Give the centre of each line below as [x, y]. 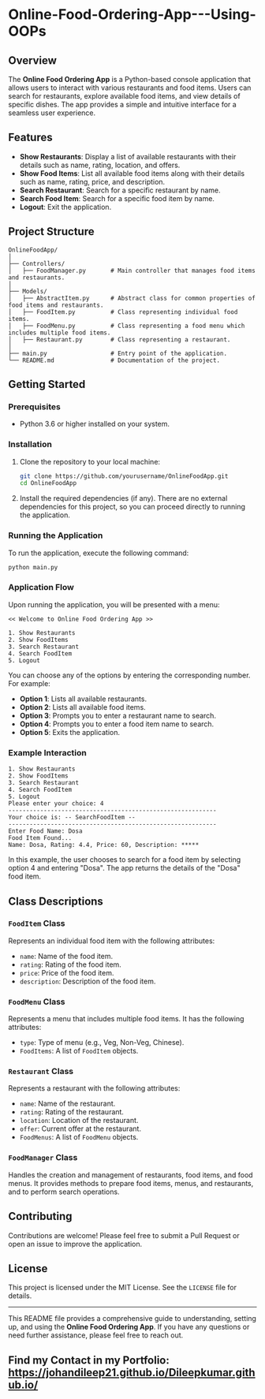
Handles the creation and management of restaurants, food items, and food [131, 1175]
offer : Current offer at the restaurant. [80, 1129]
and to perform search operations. [64, 1192]
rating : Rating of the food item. [71, 964]
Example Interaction [47, 752]
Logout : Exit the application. [65, 207]
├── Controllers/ [37, 263]
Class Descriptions [56, 901]
